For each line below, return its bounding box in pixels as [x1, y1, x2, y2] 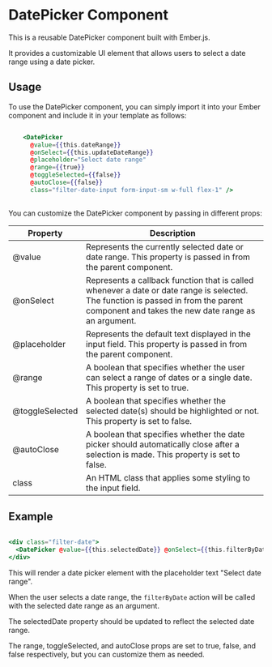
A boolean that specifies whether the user [86, 361, 245, 373]
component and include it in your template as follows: [8, 110, 187, 120]
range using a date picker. [8, 57, 96, 66]
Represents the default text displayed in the [86, 328, 251, 340]
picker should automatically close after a [86, 438, 240, 450]
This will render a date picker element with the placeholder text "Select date [8, 568, 261, 578]
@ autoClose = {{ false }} [29, 178, 104, 186]
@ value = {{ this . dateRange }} [29, 140, 121, 149]
